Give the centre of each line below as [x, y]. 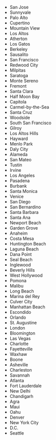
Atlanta [17, 380]
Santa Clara [21, 91]
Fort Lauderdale [26, 386]
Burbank [18, 186]
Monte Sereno [24, 81]
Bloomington [22, 333]
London [17, 328]
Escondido [20, 312]
